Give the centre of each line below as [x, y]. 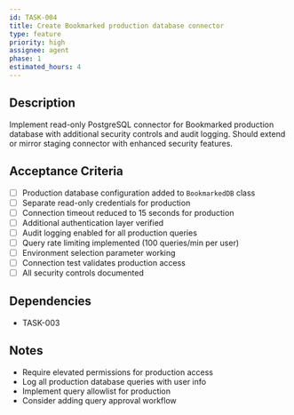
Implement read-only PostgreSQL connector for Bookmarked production [142, 124]
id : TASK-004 [33, 17]
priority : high [37, 42]
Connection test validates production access [104, 262]
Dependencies [50, 302]
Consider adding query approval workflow [99, 400]
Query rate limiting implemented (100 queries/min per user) [131, 243]
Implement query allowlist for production [96, 391]
